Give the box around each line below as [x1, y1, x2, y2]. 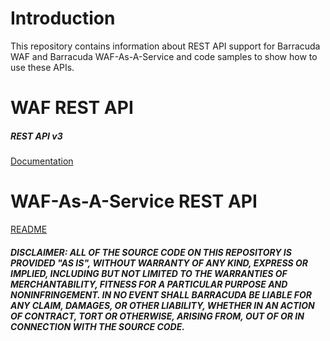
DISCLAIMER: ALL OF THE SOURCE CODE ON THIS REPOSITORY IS [10, 246, 292, 258]
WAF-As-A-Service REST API [10, 190, 258, 213]
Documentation [10, 155, 74, 167]
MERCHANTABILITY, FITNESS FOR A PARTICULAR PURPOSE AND [10, 278, 288, 290]
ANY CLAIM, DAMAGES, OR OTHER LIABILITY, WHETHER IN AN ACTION [10, 299, 315, 311]
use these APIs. [10, 61, 75, 73]
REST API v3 [10, 130, 63, 142]
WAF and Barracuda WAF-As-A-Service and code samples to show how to [10, 50, 318, 62]
